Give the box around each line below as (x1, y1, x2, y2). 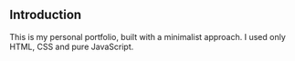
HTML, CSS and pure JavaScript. (9, 41, 134, 52)
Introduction (9, 7, 82, 23)
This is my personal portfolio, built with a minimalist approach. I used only (9, 31, 286, 42)
